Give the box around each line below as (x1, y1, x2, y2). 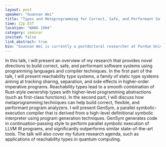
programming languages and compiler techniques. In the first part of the (5, 68, 152, 74)
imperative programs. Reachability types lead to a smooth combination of (5, 83, 155, 89)
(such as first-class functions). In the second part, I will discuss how (5, 94, 144, 100)
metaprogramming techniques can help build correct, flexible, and (5, 99, 140, 105)
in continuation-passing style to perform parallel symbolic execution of (5, 120, 149, 126)
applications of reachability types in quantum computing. (5, 136, 121, 142)
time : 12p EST (5, 21, 35, 26)
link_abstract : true (5, 39, 48, 44)
